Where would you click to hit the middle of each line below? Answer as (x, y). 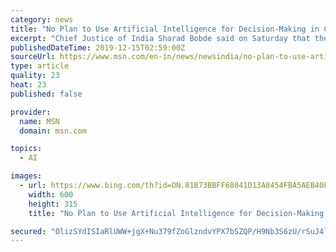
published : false (46, 94)
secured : (28, 231)
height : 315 (53, 204)
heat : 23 (28, 85)
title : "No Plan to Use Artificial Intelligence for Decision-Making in (165, 29)
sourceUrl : (33, 57)
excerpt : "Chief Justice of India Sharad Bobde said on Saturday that (160, 38)
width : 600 (51, 194)
